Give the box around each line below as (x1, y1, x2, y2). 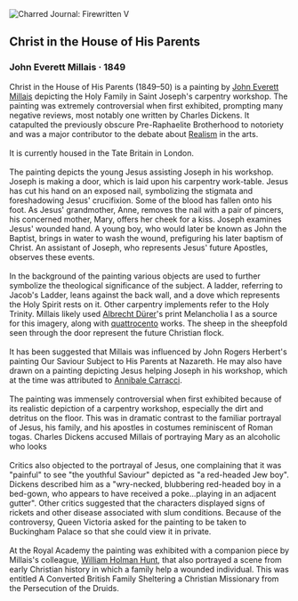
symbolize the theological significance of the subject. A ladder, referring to (9, 280, 283, 290)
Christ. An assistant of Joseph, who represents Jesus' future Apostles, (9, 242, 269, 253)
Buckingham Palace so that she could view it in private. (9, 525, 212, 537)
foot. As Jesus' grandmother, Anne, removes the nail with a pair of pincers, (9, 204, 285, 215)
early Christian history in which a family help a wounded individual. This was (9, 564, 289, 574)
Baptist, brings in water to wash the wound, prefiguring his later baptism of (9, 232, 284, 243)
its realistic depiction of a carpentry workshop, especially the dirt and (9, 402, 264, 413)
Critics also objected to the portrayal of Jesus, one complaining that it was (9, 459, 282, 470)
